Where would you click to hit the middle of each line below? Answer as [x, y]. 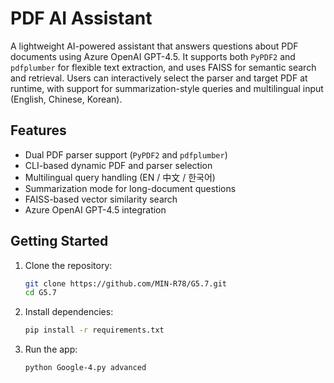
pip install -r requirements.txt [94, 330]
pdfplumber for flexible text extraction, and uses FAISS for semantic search [163, 67]
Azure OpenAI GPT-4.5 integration [95, 209]
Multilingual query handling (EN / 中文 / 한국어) [120, 177]
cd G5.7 [40, 293]
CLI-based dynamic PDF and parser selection [118, 165]
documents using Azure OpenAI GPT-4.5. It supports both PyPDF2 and [153, 56]
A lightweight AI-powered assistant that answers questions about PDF [154, 46]
